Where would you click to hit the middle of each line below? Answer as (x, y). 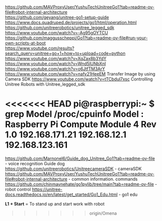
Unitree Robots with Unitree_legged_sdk (45, 84)
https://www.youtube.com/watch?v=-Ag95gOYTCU (57, 33)
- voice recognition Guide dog (35, 163)
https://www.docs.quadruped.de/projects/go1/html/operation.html (71, 22)
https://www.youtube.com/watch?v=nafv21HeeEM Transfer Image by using (80, 74)
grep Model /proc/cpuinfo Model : (74, 114)
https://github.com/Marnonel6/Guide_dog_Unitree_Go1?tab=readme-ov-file (80, 158)
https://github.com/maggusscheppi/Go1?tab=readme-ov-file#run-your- (76, 38)
